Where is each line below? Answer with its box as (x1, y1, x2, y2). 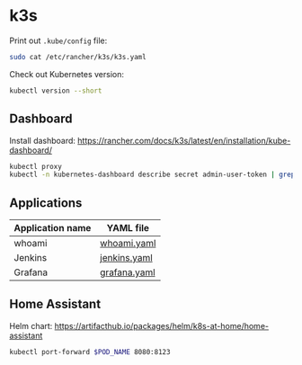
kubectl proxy (9, 162, 63, 171)
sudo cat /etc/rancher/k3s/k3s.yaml (9, 52, 147, 61)
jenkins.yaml (100, 252, 153, 264)
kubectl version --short (9, 86, 102, 95)
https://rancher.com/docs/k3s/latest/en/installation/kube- (77, 135, 291, 146)
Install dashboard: (9, 135, 76, 146)
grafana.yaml (100, 266, 155, 279)
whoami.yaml (100, 237, 156, 250)
